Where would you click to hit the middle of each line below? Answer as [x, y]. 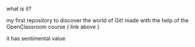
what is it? [19, 9]
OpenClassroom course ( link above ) [53, 27]
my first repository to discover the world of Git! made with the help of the [98, 20]
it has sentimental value [36, 38]
